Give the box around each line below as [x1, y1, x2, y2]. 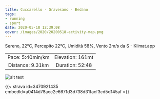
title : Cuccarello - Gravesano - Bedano [5, 7, 89, 12]
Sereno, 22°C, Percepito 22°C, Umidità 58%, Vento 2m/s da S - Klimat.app [5, 43, 155, 49]
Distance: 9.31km [8, 62, 49, 68]
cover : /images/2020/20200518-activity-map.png [5, 30, 104, 34]
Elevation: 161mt [54, 54, 94, 61]
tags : [5, 12, 16, 16]
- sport [5, 20, 21, 26]
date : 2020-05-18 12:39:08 [5, 25, 60, 30]
